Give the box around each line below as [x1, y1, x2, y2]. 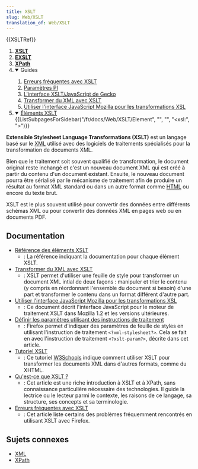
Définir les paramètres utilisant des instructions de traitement [14, 316, 164, 323]
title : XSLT [6, 8, 36, 15]
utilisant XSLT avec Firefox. [23, 417, 90, 424]
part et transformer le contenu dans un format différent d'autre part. [23, 291, 190, 298]
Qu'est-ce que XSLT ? [14, 373, 69, 380]
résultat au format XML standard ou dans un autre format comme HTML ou [6, 183, 190, 190]
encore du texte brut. [6, 190, 58, 197]
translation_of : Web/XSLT [6, 20, 70, 26]
